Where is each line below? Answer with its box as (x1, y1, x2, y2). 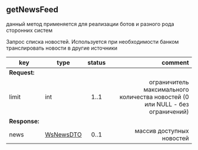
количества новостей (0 (120, 93, 189, 101)
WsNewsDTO (45, 130, 82, 138)
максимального (143, 85, 189, 93)
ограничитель (149, 78, 189, 86)
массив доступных (134, 126, 189, 135)
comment (161, 58, 189, 67)
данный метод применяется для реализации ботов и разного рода (6, 20, 174, 27)
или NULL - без (144, 100, 189, 108)
